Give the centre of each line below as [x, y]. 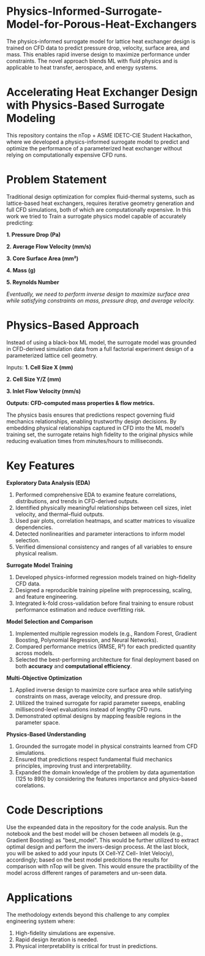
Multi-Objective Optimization [44, 678]
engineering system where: [41, 921]
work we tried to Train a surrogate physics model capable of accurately [96, 216]
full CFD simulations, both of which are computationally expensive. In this [99, 209]
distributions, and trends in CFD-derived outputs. [77, 501]
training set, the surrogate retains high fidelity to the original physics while [100, 434]
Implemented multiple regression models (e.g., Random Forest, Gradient [106, 633]
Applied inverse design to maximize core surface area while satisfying [103, 690]
